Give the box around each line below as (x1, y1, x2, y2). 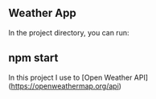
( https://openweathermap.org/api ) (8, 80, 122, 91)
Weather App (8, 6, 76, 20)
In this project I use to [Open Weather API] (8, 72, 149, 82)
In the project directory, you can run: (8, 27, 129, 37)
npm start (8, 52, 59, 65)
